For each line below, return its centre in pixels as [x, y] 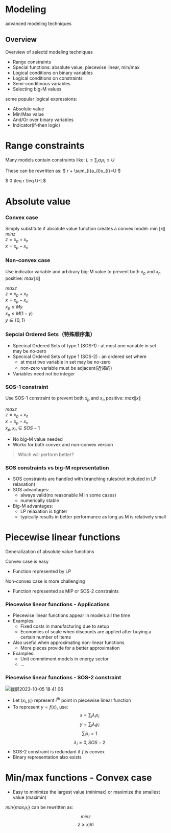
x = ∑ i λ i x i [90, 715]
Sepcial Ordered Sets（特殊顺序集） [50, 334]
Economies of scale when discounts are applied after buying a [86, 632]
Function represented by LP [42, 571]
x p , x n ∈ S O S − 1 [22, 429]
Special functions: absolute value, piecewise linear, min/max [76, 67]
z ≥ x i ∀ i [86, 825]
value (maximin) [30, 797]
